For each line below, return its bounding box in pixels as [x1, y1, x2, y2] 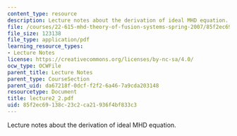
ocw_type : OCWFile [7, 62, 61, 69]
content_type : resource [7, 10, 78, 18]
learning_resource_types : [7, 43, 83, 50]
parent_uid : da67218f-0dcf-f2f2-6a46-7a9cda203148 [7, 82, 159, 89]
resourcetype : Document [7, 88, 78, 95]
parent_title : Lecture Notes [7, 69, 93, 76]
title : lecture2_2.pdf [7, 95, 74, 102]
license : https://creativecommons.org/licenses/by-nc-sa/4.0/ [7, 56, 194, 63]
